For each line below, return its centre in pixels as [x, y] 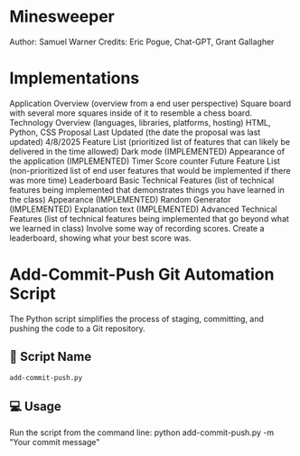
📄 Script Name [51, 357]
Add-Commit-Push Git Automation [142, 275]
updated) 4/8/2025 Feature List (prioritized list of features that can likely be [150, 141]
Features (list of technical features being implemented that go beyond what [149, 218]
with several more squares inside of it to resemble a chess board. [131, 113]
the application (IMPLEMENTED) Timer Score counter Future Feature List [145, 161]
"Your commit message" [55, 442]
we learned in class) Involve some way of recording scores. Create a [137, 228]
